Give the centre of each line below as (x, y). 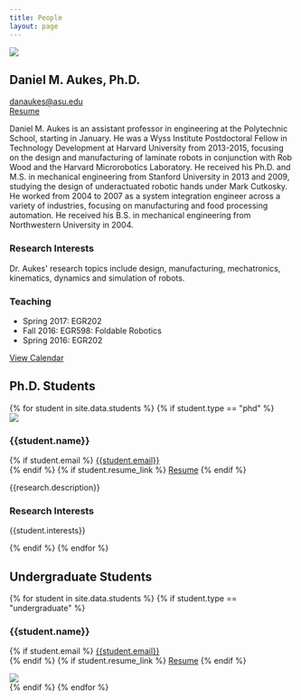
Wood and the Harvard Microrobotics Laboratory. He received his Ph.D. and (150, 168)
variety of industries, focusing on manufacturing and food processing (139, 206)
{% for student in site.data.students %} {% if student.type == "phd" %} (142, 408)
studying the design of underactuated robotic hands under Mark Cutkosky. (148, 187)
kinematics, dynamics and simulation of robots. (97, 278)
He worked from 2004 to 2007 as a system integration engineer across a (145, 197)
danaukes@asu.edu (46, 101)
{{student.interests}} (47, 531)
